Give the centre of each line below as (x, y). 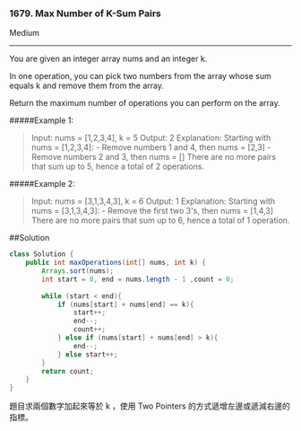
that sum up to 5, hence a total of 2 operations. (117, 167)
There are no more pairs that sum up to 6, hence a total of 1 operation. (160, 220)
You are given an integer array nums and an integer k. (108, 59)
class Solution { (42, 254)
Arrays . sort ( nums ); (78, 271)
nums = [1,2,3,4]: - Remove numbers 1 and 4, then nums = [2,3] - (151, 147)
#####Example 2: (43, 184)
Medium (25, 33)
